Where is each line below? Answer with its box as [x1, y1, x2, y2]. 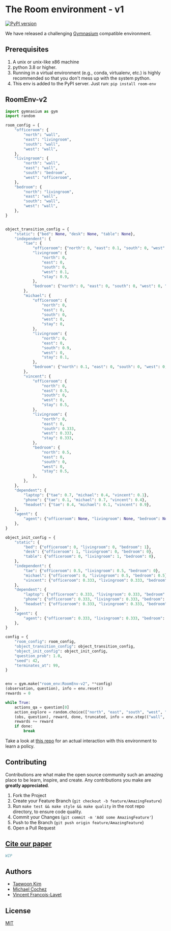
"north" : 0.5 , [41, 449, 72, 455]
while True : [5, 700, 31, 705]
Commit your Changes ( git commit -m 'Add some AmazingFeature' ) [12, 814, 154, 820]
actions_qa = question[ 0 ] [14, 705, 70, 710]
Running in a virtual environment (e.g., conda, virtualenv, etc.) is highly [12, 69, 161, 76]
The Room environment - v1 [5, 4, 124, 15]
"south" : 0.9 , [41, 345, 72, 350]
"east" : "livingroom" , [23, 137, 72, 142]
